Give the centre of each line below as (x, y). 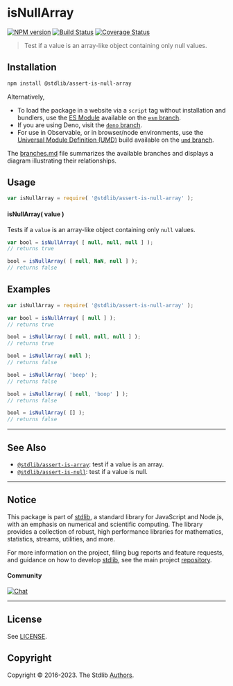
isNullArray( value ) (36, 214)
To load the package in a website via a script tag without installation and (121, 110)
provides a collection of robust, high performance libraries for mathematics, (115, 531)
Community (25, 575)
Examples (29, 289)
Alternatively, (26, 97)
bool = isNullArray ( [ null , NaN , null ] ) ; (72, 261)
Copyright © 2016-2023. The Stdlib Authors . (71, 675)
